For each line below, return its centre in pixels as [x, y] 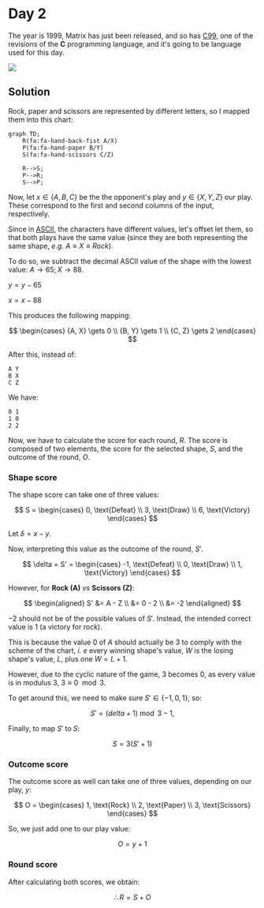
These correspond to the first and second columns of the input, [111, 205]
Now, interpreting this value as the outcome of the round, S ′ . [106, 549]
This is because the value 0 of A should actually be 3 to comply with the [125, 642]
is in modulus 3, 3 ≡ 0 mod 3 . [57, 683]
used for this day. [36, 52]
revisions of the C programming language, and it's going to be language [125, 43]
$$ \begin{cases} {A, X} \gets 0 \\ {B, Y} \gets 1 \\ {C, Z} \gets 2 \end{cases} [132, 330]
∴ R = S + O [132, 897]
